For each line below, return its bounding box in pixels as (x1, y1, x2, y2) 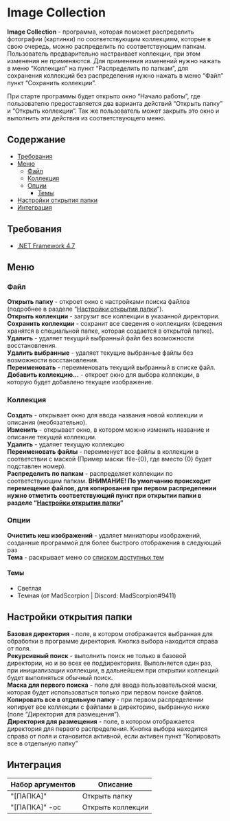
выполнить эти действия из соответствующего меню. (7, 113, 166, 122)
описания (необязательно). (7, 418, 87, 426)
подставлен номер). (7, 462, 67, 470)
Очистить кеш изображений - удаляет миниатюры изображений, (7, 531, 202, 539)
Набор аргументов (10, 779, 76, 789)
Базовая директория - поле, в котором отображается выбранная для (7, 629, 213, 637)
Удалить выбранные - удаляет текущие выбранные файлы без (7, 349, 194, 357)
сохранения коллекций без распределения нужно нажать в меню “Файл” (7, 71, 224, 80)
